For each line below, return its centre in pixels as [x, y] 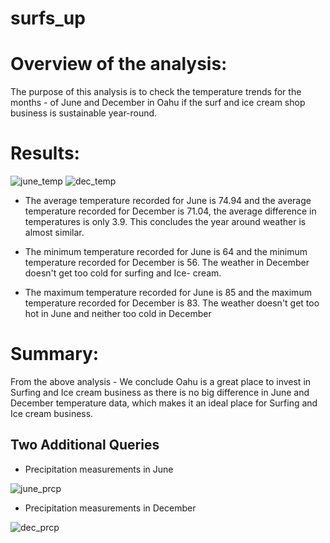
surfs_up [48, 18]
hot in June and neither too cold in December [118, 314]
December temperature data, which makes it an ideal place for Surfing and [164, 403]
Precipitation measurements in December [110, 508]
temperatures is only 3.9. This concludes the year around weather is [165, 222]
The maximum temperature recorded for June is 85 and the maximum [168, 293]
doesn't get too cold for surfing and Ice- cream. [123, 273]
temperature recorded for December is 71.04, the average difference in [170, 211]
